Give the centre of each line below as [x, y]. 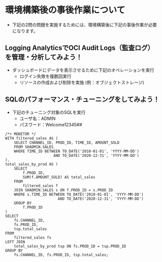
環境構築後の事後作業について [65, 10]
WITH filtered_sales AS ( [31, 138]
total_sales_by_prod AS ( [31, 164]
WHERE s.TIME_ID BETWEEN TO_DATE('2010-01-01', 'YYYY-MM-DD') [79, 194]
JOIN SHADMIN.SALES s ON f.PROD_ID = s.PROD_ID [63, 190]
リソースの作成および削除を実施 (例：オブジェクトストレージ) [82, 82]
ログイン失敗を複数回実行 [45, 76]
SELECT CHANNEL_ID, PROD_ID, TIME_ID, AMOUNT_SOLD [67, 143]
